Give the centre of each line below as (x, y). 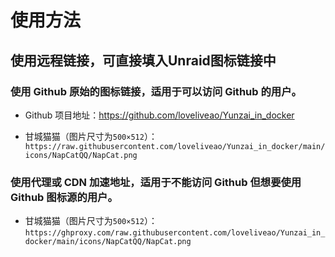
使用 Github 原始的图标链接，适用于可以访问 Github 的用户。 (156, 91)
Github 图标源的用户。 (64, 197)
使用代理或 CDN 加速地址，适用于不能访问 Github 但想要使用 (156, 182)
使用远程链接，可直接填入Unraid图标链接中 (143, 60)
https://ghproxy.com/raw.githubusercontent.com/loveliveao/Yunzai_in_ (175, 233)
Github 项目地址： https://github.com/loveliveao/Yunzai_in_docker (159, 115)
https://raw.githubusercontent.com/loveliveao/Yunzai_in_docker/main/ (175, 146)
